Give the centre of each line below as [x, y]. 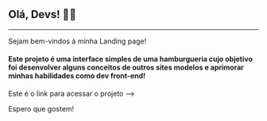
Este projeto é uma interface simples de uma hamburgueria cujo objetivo [130, 59]
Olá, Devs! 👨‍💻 [43, 15]
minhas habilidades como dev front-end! [77, 76]
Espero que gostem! [41, 109]
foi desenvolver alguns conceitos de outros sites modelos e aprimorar [126, 67]
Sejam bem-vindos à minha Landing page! [77, 41]
